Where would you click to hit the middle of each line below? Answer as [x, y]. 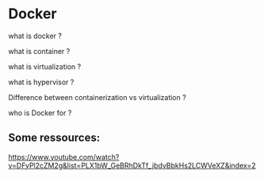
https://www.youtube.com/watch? [64, 157]
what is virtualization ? [45, 66]
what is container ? [39, 51]
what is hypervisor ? [41, 82]
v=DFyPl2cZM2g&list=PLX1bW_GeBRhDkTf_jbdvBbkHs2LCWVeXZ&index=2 [132, 165]
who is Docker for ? [40, 113]
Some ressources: [54, 138]
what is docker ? [35, 36]
